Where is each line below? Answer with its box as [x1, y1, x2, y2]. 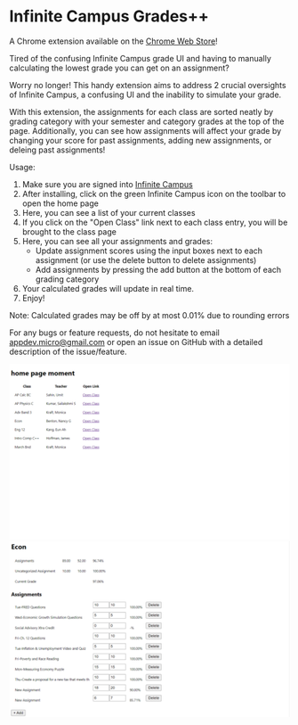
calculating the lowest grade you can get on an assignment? [9, 62, 230, 73]
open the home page [21, 198, 100, 209]
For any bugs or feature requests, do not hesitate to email [9, 327, 220, 338]
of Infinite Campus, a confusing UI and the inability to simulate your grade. [9, 89, 282, 100]
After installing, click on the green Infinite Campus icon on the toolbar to [21, 188, 286, 199]
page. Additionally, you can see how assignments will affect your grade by [9, 125, 282, 136]
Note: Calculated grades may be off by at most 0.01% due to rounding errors [9, 309, 290, 320]
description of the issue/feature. [9, 346, 127, 357]
